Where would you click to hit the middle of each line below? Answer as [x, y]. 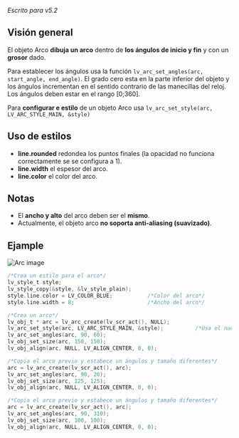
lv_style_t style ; [34, 283]
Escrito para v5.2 [33, 10]
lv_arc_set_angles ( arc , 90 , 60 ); [57, 335]
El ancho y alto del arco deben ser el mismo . [84, 216]
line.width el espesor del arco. [63, 168]
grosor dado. [27, 57]
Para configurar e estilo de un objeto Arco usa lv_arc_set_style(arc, [110, 108]
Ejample [26, 245]
